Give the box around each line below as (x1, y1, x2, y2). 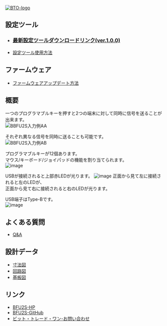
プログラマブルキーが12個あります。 (5, 151, 80, 157)
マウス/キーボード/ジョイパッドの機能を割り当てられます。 (5, 157, 127, 163)
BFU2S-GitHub (12, 309, 44, 315)
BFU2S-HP (12, 304, 35, 310)
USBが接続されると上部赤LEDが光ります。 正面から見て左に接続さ (5, 173, 161, 179)
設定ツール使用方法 (12, 49, 53, 55)
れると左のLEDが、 (5, 179, 45, 185)
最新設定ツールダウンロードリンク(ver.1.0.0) (12, 37, 121, 44)
